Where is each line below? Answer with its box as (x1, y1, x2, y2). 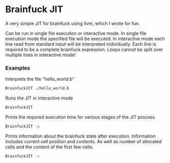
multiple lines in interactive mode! (5, 52, 76, 58)
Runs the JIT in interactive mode (5, 95, 73, 101)
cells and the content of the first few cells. (5, 144, 94, 150)
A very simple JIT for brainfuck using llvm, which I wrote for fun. (5, 20, 140, 26)
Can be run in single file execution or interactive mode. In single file (5, 30, 147, 36)
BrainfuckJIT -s (5, 153, 40, 158)
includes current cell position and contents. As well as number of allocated (5, 138, 162, 144)
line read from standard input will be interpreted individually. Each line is (5, 41, 156, 47)
